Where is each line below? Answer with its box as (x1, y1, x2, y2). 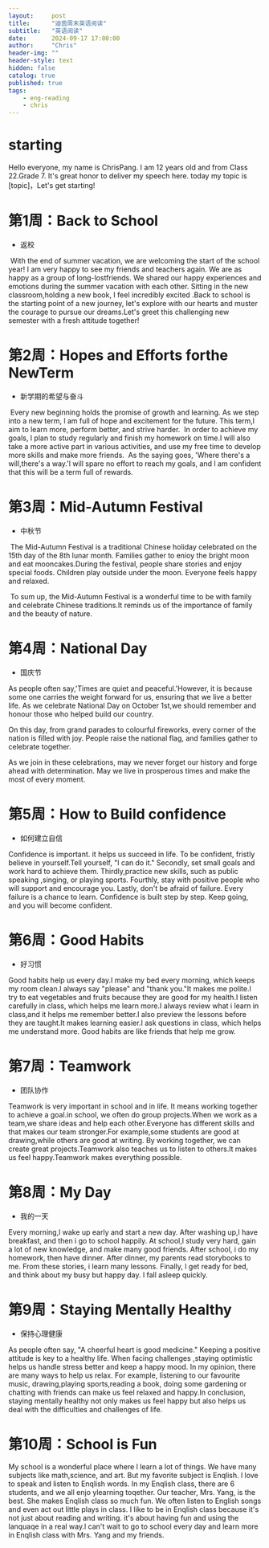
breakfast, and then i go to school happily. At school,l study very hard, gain (8, 1236, 256, 1245)
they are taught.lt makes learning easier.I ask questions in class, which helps (8, 1018, 262, 1027)
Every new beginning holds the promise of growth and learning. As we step (10, 407, 259, 417)
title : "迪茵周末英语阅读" (8, 19, 107, 27)
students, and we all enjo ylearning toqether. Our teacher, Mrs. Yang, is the (8, 1488, 255, 1497)
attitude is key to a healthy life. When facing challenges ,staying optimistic (8, 1353, 254, 1362)
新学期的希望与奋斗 (19, 391, 84, 401)
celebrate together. (8, 741, 71, 751)
